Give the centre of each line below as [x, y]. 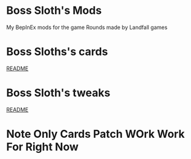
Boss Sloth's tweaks [58, 93]
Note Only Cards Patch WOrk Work [95, 134]
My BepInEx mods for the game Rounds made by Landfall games [87, 27]
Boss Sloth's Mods [54, 11]
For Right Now [42, 147]
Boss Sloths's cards [57, 52]
